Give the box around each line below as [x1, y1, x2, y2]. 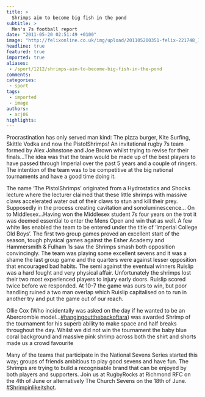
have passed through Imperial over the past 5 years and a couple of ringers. [6, 160, 198, 167]
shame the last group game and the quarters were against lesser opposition [6, 256, 197, 264]
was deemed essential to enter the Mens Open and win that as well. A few [6, 217, 193, 224]
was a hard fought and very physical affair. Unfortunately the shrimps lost [6, 269, 191, 276]
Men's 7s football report [12, 26, 78, 32]
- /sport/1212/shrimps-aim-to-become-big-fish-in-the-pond [9, 65, 163, 72]
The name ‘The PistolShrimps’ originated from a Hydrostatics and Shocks [6, 185, 191, 192]
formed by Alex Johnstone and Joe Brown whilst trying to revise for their [6, 147, 189, 154]
